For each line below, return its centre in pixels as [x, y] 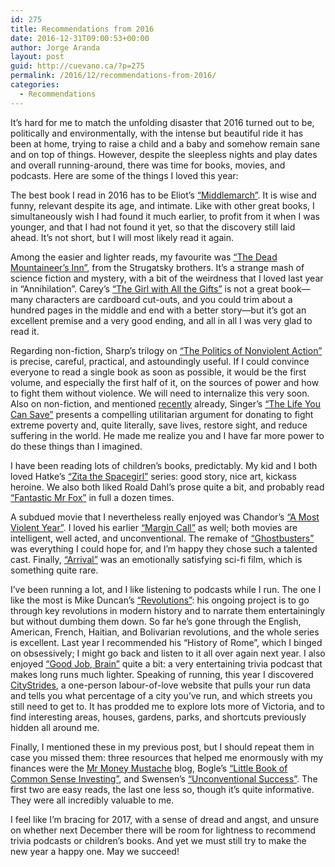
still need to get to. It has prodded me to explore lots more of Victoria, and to [167, 706]
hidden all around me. [55, 727]
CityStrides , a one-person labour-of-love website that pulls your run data [160, 685]
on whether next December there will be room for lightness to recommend [163, 830]
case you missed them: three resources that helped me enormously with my [167, 757]
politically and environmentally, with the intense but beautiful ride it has [157, 133]
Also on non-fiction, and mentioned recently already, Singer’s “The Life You [166, 403]
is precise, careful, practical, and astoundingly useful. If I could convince [160, 361]
